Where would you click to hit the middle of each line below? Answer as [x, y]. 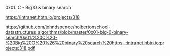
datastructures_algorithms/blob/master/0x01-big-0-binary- [67, 32]
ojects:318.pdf [20, 48]
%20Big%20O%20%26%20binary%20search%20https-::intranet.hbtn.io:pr [85, 43]
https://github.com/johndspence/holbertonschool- [58, 27]
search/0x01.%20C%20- [31, 38]
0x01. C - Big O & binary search [38, 7]
